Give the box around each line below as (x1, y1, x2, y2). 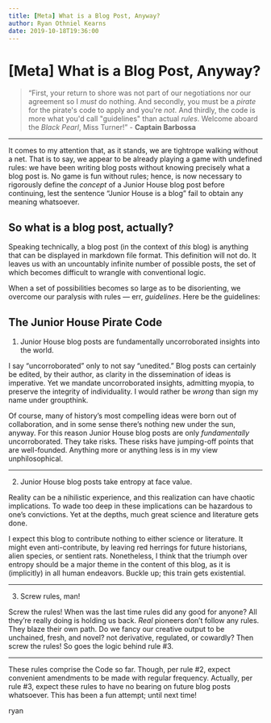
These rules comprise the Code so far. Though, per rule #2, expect (8, 664, 231, 674)
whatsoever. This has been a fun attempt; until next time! (8, 690, 198, 700)
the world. (19, 345, 54, 355)
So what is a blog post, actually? (8, 220, 174, 234)
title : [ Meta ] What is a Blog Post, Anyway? (8, 11, 161, 20)
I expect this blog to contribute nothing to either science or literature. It (8, 533, 244, 543)
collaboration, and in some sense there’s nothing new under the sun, (8, 419, 236, 428)
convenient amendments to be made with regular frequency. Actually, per (8, 673, 252, 683)
